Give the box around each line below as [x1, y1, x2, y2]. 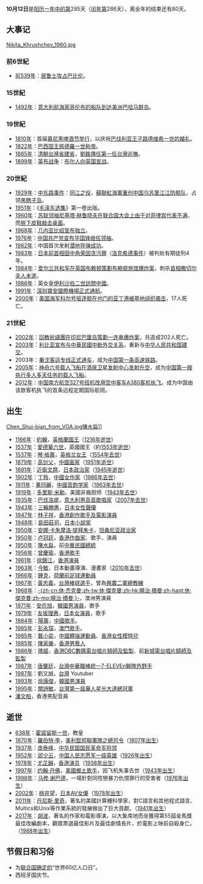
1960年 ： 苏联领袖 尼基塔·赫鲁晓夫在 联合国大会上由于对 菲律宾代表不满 [14, 212, 188, 219]
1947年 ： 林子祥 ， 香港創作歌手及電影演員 [14, 511, 118, 519]
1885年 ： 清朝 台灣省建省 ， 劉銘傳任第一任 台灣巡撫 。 [14, 150, 144, 157]
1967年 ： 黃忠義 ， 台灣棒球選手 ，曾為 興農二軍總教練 [14, 579, 144, 587]
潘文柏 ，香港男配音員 [14, 693, 68, 700]
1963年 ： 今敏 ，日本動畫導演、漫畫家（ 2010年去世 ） [14, 564, 146, 572]
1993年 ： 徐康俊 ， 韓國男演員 [14, 677, 86, 685]
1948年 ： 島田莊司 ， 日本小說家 [14, 519, 91, 527]
